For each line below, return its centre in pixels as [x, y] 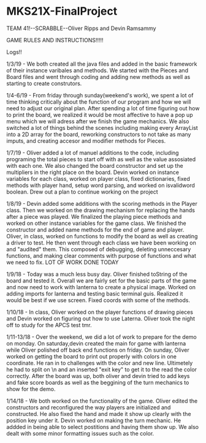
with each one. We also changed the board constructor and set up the [95, 165]
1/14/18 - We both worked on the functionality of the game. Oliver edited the [102, 401]
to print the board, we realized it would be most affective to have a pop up [100, 115]
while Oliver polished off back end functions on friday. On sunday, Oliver [98, 350]
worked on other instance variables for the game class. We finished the [96, 223]
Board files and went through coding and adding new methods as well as [98, 77]
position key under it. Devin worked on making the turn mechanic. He [94, 420]
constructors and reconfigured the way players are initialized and [89, 407]
